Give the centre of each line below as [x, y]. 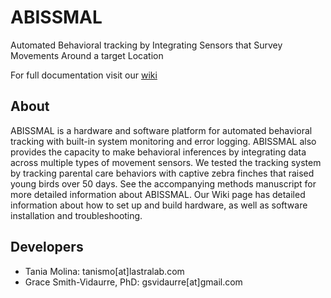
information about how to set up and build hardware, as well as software [159, 205]
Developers [47, 247]
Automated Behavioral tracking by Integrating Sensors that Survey [146, 45]
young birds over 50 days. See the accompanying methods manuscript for [163, 183]
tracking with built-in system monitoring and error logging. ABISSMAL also [163, 141]
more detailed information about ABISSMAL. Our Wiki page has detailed [158, 194]
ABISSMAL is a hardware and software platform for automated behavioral [161, 130]
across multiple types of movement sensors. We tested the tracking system [166, 162]
